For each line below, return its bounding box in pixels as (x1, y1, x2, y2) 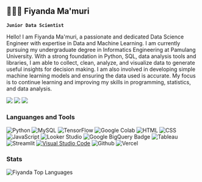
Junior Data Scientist (6, 22, 64, 28)
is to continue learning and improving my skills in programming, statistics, (6, 78, 191, 86)
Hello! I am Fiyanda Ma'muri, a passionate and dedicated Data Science (6, 33, 184, 40)
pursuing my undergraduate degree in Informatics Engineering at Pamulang (6, 46, 197, 53)
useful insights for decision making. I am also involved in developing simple (6, 65, 196, 73)
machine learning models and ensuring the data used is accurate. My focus (6, 71, 197, 79)
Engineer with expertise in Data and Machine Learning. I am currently (6, 39, 181, 46)
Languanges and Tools (6, 112, 75, 121)
